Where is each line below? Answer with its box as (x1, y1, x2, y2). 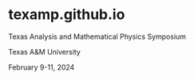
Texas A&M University (8, 47, 81, 56)
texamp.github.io (8, 6, 125, 24)
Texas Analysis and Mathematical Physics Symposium (8, 32, 186, 41)
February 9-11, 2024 (8, 62, 75, 72)
